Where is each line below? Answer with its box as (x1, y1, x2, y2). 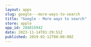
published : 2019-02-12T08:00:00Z (5, 35, 74, 40)
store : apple (5, 21, 32, 26)
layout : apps (5, 7, 32, 12)
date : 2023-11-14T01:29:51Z (5, 30, 63, 35)
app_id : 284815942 (5, 25, 43, 30)
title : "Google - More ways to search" (5, 16, 87, 21)
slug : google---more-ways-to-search (5, 12, 80, 17)
